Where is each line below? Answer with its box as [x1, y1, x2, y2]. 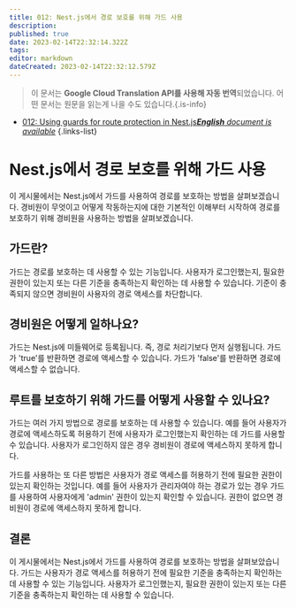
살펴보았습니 [236, 557, 280, 567]
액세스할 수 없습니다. [9, 364, 80, 374]
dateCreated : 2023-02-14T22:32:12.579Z [9, 63, 156, 72]
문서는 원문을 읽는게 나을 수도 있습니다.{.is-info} [40, 98, 208, 109]
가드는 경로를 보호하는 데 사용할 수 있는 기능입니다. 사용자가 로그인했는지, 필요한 [9, 266, 285, 277]
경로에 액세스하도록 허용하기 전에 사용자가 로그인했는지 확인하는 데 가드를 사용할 [9, 428, 285, 439]
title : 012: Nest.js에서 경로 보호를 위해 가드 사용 [9, 12, 184, 22]
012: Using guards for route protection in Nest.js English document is [21, 116, 272, 127]
